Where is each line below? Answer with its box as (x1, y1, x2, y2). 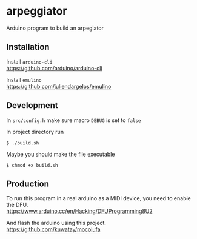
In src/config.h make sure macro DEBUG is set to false (6, 116, 141, 124)
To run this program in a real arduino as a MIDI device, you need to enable (6, 195, 191, 202)
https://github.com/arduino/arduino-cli (6, 64, 102, 72)
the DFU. (6, 201, 28, 209)
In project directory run (6, 128, 64, 135)
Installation (6, 42, 50, 52)
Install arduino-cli (6, 58, 53, 65)
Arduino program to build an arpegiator (6, 24, 104, 32)
